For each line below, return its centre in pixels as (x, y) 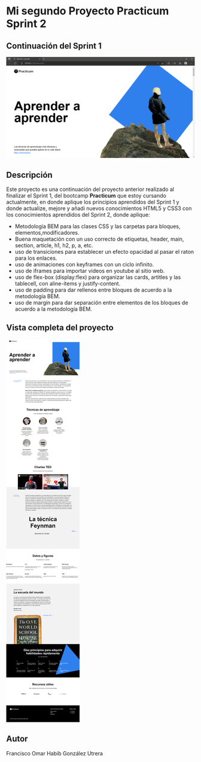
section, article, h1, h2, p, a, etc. (54, 245)
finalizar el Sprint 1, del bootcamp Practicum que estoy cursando (86, 196)
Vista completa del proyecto (60, 328)
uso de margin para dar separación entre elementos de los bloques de (101, 303)
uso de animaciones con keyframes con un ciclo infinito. (84, 265)
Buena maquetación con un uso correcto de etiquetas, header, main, (99, 239)
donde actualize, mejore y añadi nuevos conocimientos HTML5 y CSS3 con (99, 208)
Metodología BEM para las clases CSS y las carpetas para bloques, (98, 226)
